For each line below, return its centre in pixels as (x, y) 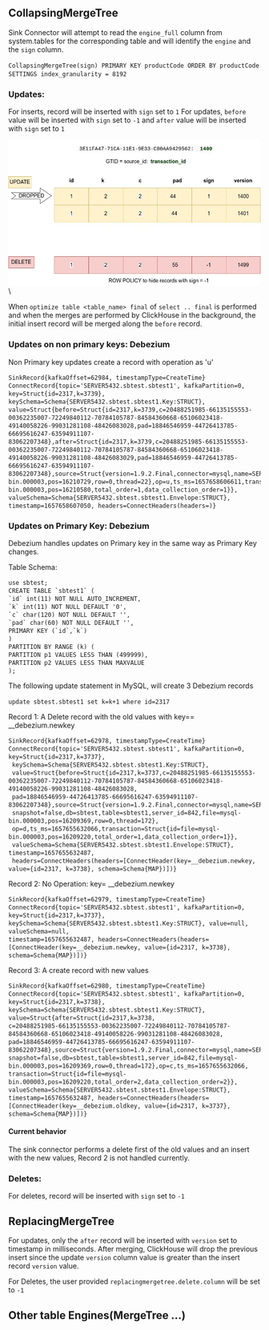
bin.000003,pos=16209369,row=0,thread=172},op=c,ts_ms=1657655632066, (128, 1066)
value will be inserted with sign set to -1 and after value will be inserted (127, 120)
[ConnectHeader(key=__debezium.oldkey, (75, 1106)
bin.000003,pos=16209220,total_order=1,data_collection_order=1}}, (123, 837)
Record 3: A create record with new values (79, 970)
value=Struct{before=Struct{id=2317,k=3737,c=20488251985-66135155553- (134, 773)
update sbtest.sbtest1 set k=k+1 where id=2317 (89, 702)
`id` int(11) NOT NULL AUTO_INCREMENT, (75, 599)
